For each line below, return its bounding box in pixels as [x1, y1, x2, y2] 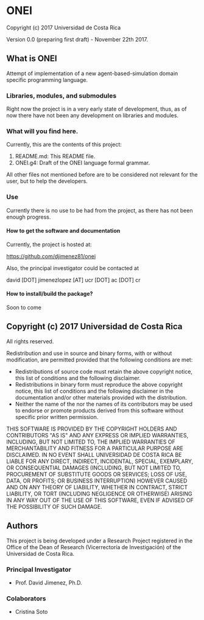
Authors [6, 520, 38, 531]
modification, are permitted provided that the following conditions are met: [6, 356, 193, 363]
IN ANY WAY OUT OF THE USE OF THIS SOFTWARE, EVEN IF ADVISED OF [6, 496, 194, 504]
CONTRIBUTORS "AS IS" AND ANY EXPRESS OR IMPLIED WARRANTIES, [6, 431, 189, 439]
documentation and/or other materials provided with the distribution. [15, 393, 187, 401]
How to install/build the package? [6, 290, 93, 297]
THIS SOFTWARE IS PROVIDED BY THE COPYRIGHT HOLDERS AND [6, 425, 178, 432]
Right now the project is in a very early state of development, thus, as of [6, 105, 187, 113]
